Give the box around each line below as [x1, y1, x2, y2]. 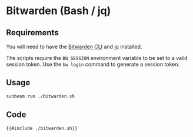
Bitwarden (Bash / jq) [6, 4, 111, 18]
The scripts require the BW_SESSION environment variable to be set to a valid [6, 55, 188, 61]
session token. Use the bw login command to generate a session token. [6, 61, 180, 68]
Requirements [6, 28, 59, 38]
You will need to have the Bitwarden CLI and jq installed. [6, 43, 142, 50]
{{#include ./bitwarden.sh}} [6, 125, 78, 131]
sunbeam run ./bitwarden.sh [6, 93, 75, 99]
